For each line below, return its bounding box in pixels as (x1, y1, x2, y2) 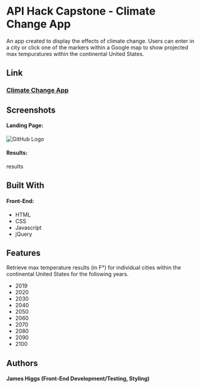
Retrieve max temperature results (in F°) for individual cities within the (6, 264, 181, 271)
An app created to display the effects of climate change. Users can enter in (6, 37, 195, 44)
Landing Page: (6, 122, 44, 129)
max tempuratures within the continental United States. (6, 50, 145, 57)
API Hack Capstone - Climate (6, 4, 156, 18)
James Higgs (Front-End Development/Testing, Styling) (6, 375, 150, 383)
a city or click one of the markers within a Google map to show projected (6, 44, 188, 51)
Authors (6, 358, 38, 369)
